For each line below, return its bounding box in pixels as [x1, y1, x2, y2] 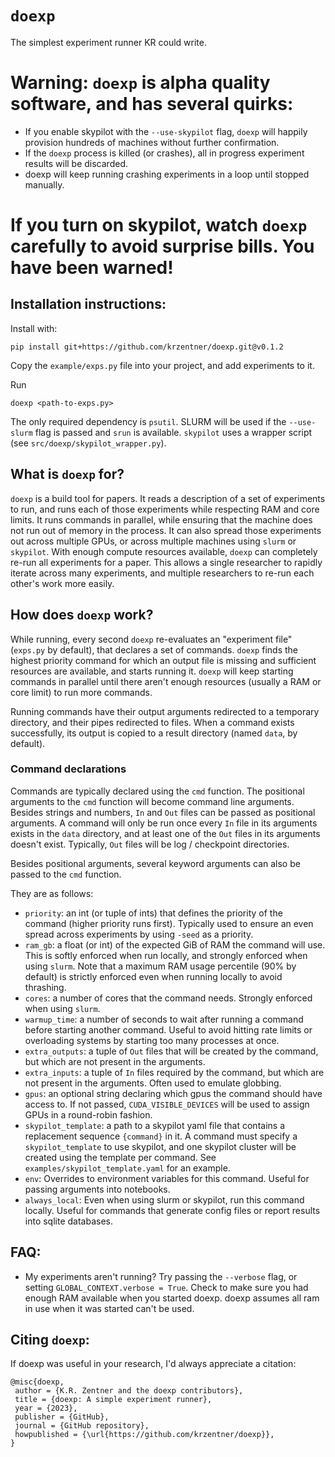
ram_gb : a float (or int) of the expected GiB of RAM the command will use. [24, 938, 326, 951]
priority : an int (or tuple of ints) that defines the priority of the [24, 907, 283, 919]
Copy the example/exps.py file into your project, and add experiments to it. [10, 359, 315, 371]
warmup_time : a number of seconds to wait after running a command [24, 1013, 304, 1025]
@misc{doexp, [10, 1377, 65, 1387]
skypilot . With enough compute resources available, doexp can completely [10, 545, 318, 557]
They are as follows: [10, 887, 94, 899]
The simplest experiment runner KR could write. [10, 36, 208, 48]
